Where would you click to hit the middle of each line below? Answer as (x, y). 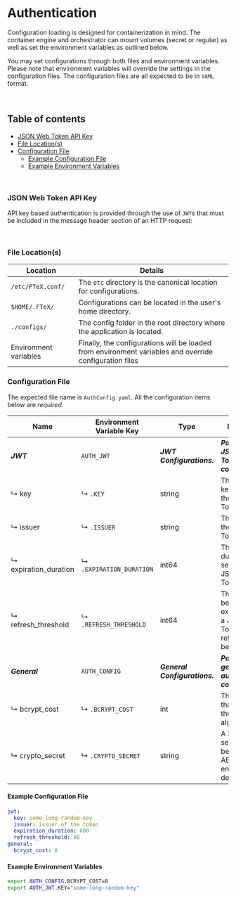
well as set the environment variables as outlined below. (88, 47)
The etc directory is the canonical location (148, 283)
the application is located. (121, 332)
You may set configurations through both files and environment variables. (113, 60)
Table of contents (46, 119)
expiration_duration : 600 (52, 831)
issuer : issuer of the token (56, 824)
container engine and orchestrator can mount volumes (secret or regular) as (117, 39)
